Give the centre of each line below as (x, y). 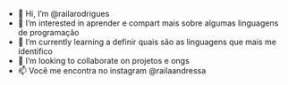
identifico (35, 51)
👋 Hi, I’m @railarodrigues (64, 14)
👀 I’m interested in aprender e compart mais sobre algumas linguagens (148, 23)
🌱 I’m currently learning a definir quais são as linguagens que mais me (147, 42)
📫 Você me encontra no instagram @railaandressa (112, 70)
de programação (48, 32)
